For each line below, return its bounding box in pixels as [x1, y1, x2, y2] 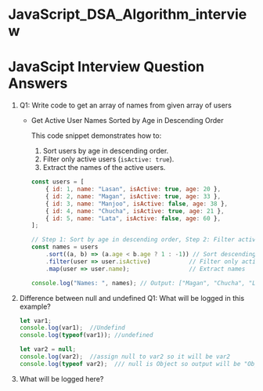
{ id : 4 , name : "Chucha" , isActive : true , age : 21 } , [45, 207, 225, 215]
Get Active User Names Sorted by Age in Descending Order [31, 116, 225, 125]
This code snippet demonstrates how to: [31, 131, 162, 140]
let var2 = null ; [19, 346, 77, 353]
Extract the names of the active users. [42, 163, 166, 172]
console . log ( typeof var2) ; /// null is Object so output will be [19, 360, 241, 367]
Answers [8, 74, 68, 92]
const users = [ [31, 178, 85, 186]
